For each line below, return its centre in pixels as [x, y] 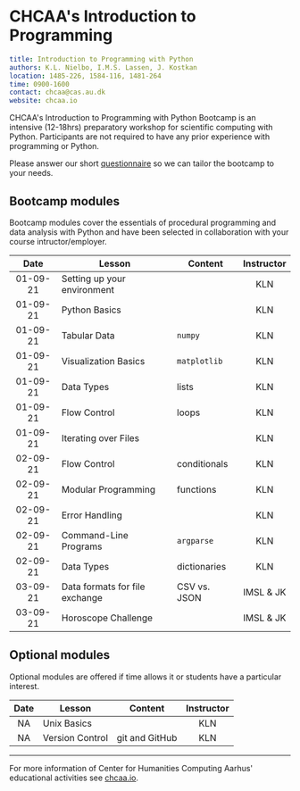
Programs [82, 546]
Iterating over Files [100, 438]
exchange [82, 598]
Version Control [76, 737]
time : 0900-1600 [39, 84]
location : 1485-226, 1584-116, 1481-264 [86, 76]
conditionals [203, 464]
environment [87, 290]
